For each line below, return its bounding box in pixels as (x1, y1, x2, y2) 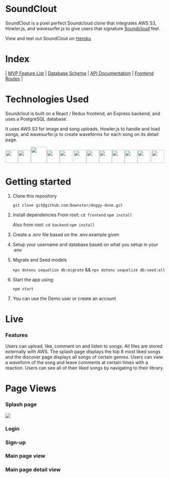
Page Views (5, 383, 57, 394)
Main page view (5, 452, 45, 460)
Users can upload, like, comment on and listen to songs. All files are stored (5, 343, 162, 349)
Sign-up (5, 439, 26, 446)
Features (5, 331, 28, 338)
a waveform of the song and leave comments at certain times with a (5, 359, 148, 366)
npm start (12, 286, 34, 291)
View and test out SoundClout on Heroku (5, 35, 91, 41)
